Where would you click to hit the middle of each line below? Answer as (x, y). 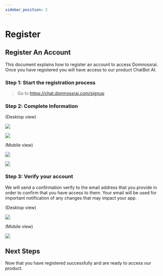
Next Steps (23, 251)
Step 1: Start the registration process (50, 82)
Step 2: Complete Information (41, 106)
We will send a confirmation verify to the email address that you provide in (81, 187)
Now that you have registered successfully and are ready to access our (78, 263)
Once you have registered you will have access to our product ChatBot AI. (81, 69)
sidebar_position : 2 (27, 10)
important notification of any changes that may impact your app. (71, 198)
